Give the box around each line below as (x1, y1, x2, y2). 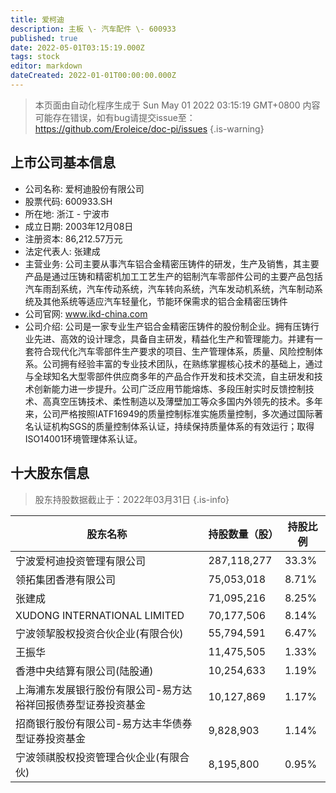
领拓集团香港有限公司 (15, 572, 117, 586)
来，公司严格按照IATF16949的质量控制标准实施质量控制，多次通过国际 (24, 407, 315, 420)
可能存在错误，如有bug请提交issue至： (34, 111, 196, 123)
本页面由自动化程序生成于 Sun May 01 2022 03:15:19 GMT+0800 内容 (34, 99, 321, 111)
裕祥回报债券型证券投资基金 (15, 697, 147, 711)
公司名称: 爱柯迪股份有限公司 (24, 182, 145, 195)
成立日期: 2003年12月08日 (24, 220, 134, 232)
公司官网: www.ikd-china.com (24, 307, 148, 320)
